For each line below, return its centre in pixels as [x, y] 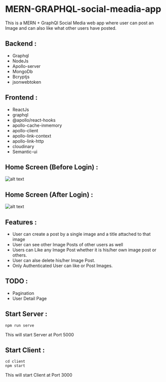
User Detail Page [29, 298]
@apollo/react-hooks [34, 120]
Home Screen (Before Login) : [52, 167]
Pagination [23, 293]
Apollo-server [27, 66]
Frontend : [22, 98]
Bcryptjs [21, 77]
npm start [15, 366]
